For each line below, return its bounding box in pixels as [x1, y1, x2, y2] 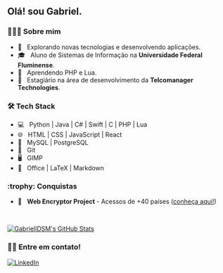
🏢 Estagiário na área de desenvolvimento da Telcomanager [17, 75, 193, 84]
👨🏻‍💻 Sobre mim [7, 27, 61, 37]
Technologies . [17, 83, 60, 91]
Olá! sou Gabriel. [7, 6, 82, 18]
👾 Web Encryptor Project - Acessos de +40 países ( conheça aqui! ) [17, 197, 217, 206]
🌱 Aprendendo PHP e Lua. [17, 68, 97, 77]
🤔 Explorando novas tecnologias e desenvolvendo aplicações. [17, 42, 201, 51]
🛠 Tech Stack [7, 101, 56, 111]
